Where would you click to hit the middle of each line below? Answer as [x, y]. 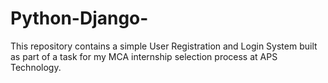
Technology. [36, 67]
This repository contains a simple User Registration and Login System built [164, 46]
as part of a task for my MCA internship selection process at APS [144, 56]
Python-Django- [79, 18]
